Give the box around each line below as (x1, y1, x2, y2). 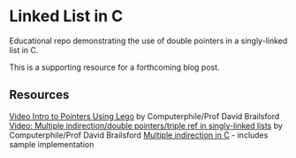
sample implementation (9, 139, 95, 149)
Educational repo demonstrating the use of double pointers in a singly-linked (9, 35, 288, 46)
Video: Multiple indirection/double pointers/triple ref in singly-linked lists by (9, 120, 283, 131)
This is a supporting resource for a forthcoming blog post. (9, 62, 220, 72)
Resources (9, 87, 70, 102)
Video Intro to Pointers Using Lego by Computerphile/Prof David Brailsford (9, 110, 280, 121)
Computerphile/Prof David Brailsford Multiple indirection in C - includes (9, 130, 269, 140)
